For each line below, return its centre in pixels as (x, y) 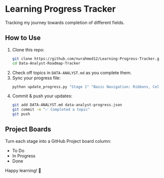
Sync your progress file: (36, 78)
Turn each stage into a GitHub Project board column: (58, 141)
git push (21, 114)
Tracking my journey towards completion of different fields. (65, 22)
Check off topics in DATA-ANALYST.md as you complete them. (72, 72)
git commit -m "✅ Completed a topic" (51, 110)
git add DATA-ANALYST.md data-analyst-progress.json (67, 105)
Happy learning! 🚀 (23, 170)
